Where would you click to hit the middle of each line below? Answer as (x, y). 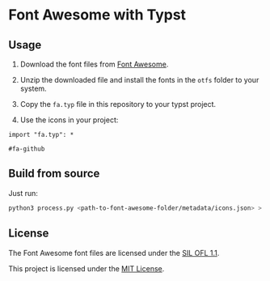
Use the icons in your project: (69, 120)
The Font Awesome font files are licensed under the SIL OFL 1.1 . (114, 253)
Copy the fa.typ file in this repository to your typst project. (118, 104)
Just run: (23, 193)
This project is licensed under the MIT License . (86, 268)
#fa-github (27, 149)
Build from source (54, 174)
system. (33, 88)
